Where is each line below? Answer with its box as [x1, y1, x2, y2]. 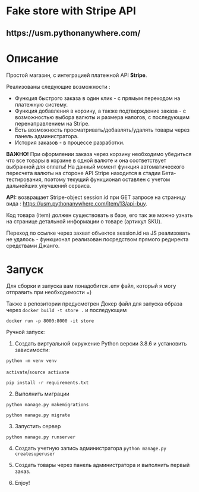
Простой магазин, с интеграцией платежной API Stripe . [6, 71, 147, 79]
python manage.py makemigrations [6, 402, 89, 408]
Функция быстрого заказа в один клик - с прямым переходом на [14, 94, 181, 102]
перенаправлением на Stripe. [14, 120, 90, 127]
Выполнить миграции [14, 390, 70, 397]
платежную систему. [14, 101, 68, 108]
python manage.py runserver [6, 434, 76, 440]
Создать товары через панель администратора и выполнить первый [14, 462, 190, 469]
